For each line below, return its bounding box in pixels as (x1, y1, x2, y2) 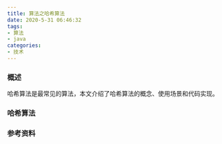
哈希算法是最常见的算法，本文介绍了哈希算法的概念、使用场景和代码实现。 (7, 90, 219, 98)
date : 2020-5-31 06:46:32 (7, 17, 81, 23)
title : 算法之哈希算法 (7, 10, 65, 17)
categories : (7, 42, 41, 49)
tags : (7, 23, 23, 30)
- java (7, 36, 26, 43)
